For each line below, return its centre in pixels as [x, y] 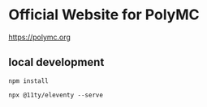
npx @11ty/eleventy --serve [56, 95]
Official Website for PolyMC [104, 15]
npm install [28, 81]
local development [56, 62]
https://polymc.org [40, 37]
